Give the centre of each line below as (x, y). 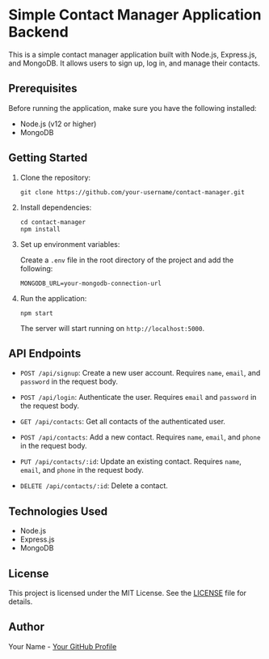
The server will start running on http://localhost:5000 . (112, 328)
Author (26, 627)
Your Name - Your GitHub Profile (63, 646)
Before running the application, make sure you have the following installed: (132, 108)
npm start (37, 313)
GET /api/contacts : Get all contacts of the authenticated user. (123, 422)
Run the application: (53, 298)
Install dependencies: (56, 207)
